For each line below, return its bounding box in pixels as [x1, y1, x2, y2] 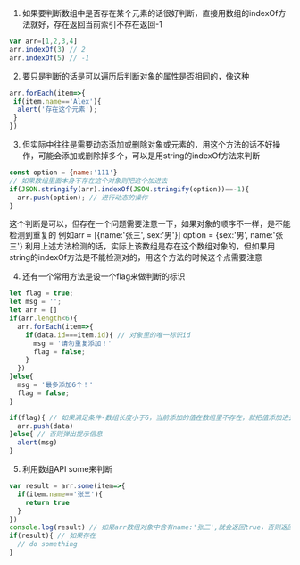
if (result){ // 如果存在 [9, 531, 96, 541]
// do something [17, 540, 78, 549]
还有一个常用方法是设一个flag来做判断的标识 [21, 271, 186, 282]
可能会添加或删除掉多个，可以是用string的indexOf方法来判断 [37, 150, 261, 161]
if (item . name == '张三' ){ [17, 490, 104, 499]
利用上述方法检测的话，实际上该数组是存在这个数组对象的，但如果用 [25, 240, 276, 252]
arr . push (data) [17, 421, 74, 431]
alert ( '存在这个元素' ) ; [17, 105, 98, 114]
